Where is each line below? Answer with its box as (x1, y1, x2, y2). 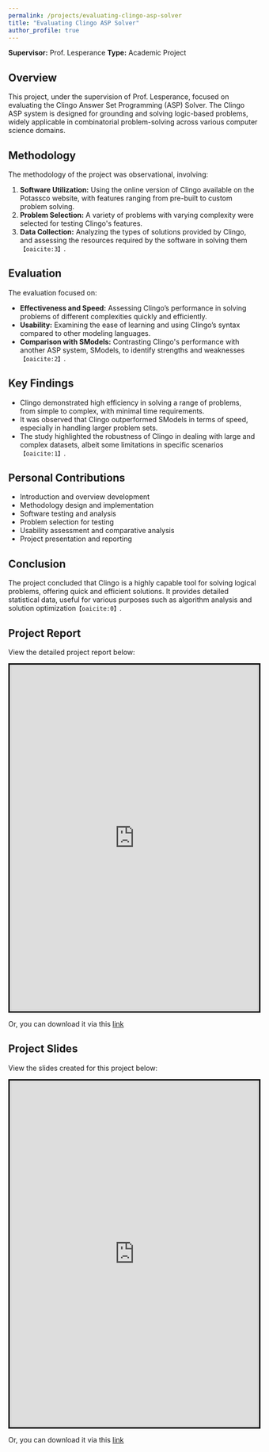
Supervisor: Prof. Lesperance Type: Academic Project (8, 48, 187, 58)
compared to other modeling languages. (19, 328, 151, 337)
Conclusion (8, 557, 66, 570)
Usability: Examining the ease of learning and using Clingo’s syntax (19, 320, 241, 330)
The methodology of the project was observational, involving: (8, 170, 209, 179)
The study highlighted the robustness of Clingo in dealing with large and (19, 431, 256, 440)
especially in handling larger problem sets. (19, 423, 158, 433)
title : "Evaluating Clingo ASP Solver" (8, 19, 140, 27)
